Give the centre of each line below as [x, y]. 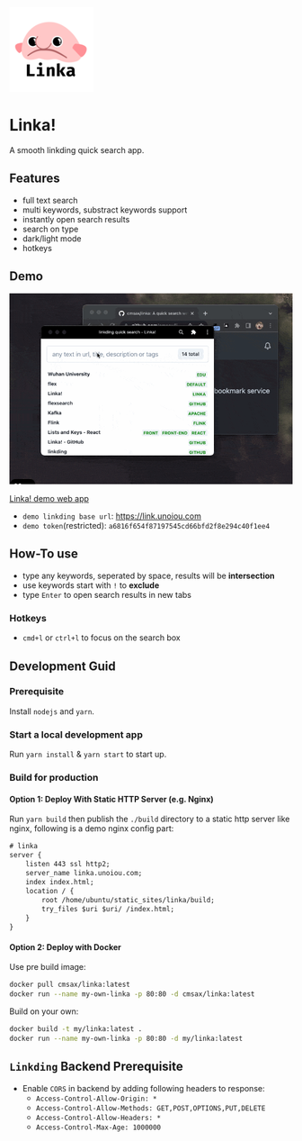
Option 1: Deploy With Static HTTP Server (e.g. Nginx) [111, 799]
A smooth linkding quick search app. [77, 149]
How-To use [44, 554]
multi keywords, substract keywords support [105, 210]
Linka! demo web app [49, 499]
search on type [50, 229]
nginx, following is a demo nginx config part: [92, 829]
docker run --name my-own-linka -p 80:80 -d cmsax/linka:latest [132, 994]
